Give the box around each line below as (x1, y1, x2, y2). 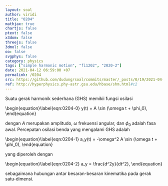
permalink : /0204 (5, 72, 41, 77)
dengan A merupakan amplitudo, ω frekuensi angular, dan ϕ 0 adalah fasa (5, 120, 156, 127)
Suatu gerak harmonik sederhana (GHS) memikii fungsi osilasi (5, 95, 133, 101)
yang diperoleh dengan (5, 151, 53, 157)
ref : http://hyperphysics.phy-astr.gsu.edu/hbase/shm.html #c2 (5, 81, 137, 86)
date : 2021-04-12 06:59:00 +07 (5, 68, 70, 73)
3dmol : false (5, 44, 32, 49)
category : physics (5, 58, 43, 63)
